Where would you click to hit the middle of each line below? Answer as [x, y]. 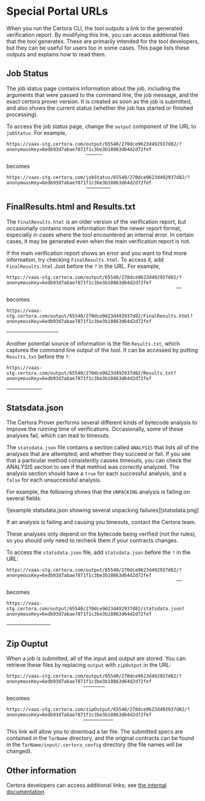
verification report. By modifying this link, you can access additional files [98, 34]
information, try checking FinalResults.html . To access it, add [85, 259]
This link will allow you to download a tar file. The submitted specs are [95, 732]
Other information [41, 770]
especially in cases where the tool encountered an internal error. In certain [100, 235]
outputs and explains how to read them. [56, 54]
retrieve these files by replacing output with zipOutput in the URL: [89, 665]
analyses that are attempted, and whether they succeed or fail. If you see [99, 454]
